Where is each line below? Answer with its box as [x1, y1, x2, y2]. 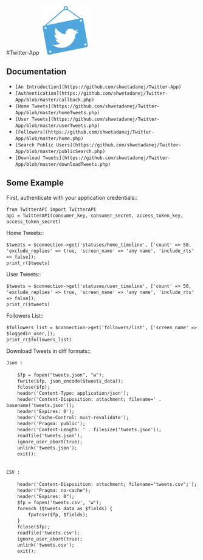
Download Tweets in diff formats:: [6, 347, 91, 355]
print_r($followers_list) [6, 336, 72, 343]
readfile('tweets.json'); [17, 432, 83, 439]
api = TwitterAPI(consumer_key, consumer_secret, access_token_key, [6, 213, 184, 219]
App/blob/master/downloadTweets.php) [15, 161, 111, 167]
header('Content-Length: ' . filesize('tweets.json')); [17, 426, 162, 432]
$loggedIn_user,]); [6, 330, 56, 336]
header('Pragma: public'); [17, 420, 86, 426]
